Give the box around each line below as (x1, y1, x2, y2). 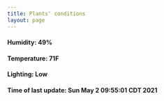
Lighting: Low (7, 70, 47, 79)
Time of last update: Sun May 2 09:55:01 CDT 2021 (7, 86, 158, 94)
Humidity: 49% (7, 38, 52, 47)
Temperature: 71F (7, 54, 59, 63)
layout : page (7, 17, 45, 24)
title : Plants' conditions (7, 10, 86, 17)
